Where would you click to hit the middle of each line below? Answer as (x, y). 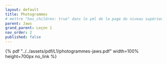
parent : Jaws (19, 23)
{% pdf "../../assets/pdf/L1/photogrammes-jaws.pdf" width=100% (72, 51)
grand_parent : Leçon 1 (29, 28)
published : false (23, 37)
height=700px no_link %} (31, 56)
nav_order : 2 (19, 32)
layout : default (22, 10)
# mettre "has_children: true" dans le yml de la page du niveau (74, 19)
